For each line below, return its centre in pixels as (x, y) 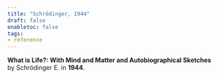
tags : (15, 34)
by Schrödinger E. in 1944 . (46, 68)
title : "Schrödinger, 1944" (49, 14)
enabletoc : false (33, 27)
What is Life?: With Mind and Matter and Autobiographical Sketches (109, 60)
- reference (25, 40)
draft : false (27, 20)
